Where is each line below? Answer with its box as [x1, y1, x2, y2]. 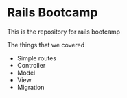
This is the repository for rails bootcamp [7, 27, 121, 36]
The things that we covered [7, 40, 85, 49]
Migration [16, 83, 45, 91]
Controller [16, 61, 46, 69]
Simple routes [16, 53, 57, 62]
